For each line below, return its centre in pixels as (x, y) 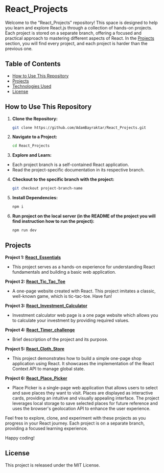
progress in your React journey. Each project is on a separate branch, (75, 423)
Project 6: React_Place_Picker (36, 378)
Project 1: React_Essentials (33, 257)
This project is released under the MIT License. (53, 465)
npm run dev (24, 230)
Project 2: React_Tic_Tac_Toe (35, 281)
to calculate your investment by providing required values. (71, 320)
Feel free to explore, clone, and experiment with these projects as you (75, 418)
